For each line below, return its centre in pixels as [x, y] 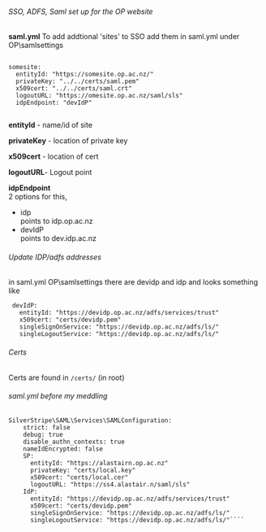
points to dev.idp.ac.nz [58, 238]
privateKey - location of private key [68, 141]
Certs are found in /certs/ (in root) [66, 377]
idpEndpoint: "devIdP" [54, 103]
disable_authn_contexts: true [74, 442]
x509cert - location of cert [54, 157]
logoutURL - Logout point [50, 172]
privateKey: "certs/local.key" [83, 470]
